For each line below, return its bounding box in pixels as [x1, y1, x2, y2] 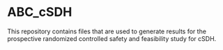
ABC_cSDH [7, 4, 72, 20]
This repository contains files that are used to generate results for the [7, 27, 207, 35]
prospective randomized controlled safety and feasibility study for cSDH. [7, 34, 217, 42]
